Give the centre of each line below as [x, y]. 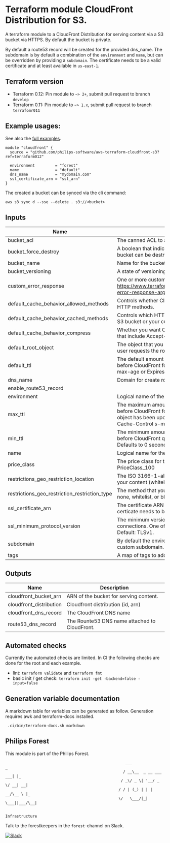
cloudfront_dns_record [35, 613]
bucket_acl [21, 240]
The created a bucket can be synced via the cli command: [66, 193]
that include [131, 336]
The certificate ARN [140, 505]
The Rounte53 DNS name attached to [111, 621]
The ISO [127, 476]
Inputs [16, 217]
